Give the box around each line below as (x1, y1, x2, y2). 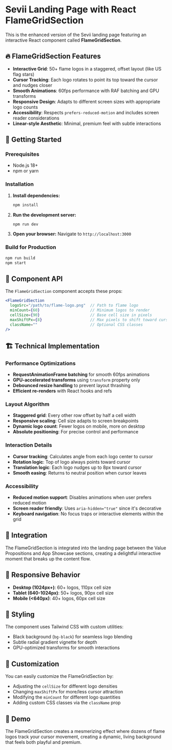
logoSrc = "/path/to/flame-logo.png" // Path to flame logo (10, 303, 139, 308)
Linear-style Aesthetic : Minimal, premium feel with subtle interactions (12, 120, 161, 127)
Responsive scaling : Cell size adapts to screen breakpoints (12, 418, 139, 424)
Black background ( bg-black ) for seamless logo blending (12, 634, 133, 640)
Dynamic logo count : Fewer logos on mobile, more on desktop (12, 423, 145, 429)
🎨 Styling (5, 610, 35, 619)
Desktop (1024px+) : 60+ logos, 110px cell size (12, 584, 112, 590)
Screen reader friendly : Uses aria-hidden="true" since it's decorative (12, 505, 162, 512)
